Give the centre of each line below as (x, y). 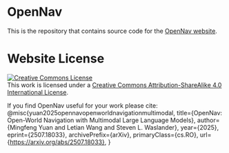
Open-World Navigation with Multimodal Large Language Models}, (101, 120)
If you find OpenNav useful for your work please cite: (82, 105)
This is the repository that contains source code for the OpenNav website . (112, 31)
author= (208, 120)
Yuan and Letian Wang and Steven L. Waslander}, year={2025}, (129, 127)
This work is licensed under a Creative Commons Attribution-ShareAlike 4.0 (114, 85)
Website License (56, 59)
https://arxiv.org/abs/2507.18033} (57, 142)
